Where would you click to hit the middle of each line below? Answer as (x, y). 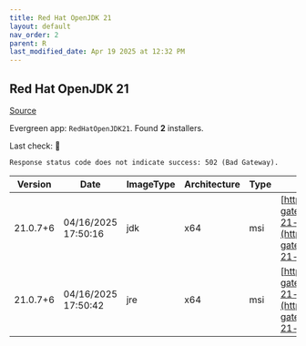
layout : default (40, 26)
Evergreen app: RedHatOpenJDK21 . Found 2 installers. (107, 127)
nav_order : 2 (34, 35)
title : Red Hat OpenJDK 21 (61, 18)
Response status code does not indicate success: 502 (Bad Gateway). (144, 162)
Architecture (212, 184)
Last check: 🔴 (35, 146)
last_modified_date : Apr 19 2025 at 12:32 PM (97, 52)
